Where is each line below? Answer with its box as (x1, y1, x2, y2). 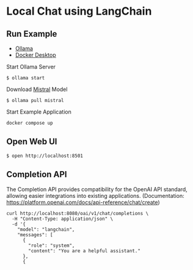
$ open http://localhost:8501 (6, 153, 84, 159)
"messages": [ (17, 232, 53, 238)
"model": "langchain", (17, 226, 75, 233)
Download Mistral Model (6, 86, 68, 93)
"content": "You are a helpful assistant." (28, 247, 140, 254)
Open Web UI (6, 136, 57, 147)
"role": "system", (28, 243, 75, 249)
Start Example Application (6, 108, 71, 115)
